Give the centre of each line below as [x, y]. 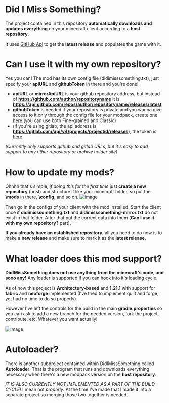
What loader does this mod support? [84, 259]
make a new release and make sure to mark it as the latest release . [76, 238]
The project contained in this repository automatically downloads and [79, 23]
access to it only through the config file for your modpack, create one [85, 115]
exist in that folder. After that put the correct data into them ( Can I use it [80, 217]
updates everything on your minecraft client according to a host [73, 28]
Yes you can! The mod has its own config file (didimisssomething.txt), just [82, 78]
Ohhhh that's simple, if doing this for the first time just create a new [76, 186]
